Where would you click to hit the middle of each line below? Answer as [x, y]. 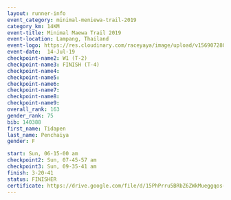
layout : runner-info [37, 13]
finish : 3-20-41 [30, 173]
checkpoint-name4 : [33, 71]
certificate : [26, 186]
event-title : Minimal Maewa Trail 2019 [64, 33]
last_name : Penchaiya [38, 135]
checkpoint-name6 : [33, 84]
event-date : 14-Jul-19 [41, 52]
